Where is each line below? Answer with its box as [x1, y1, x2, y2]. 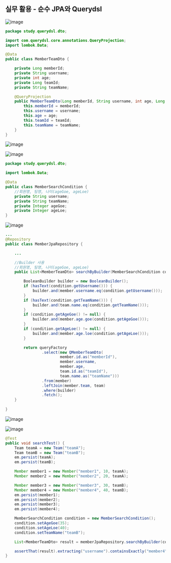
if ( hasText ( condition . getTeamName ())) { [23, 298, 113, 303]
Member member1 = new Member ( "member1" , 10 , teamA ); [14, 469, 129, 474]
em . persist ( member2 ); [14, 497, 60, 502]
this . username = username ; [23, 108, 81, 114]
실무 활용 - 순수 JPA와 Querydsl [5, 5, 102, 14]
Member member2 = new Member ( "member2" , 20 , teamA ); [14, 474, 129, 479]
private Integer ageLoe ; [14, 208, 67, 213]
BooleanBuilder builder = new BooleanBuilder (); [23, 279, 129, 284]
